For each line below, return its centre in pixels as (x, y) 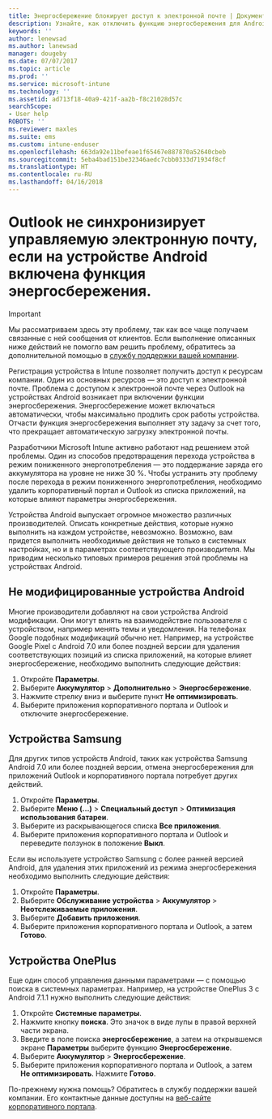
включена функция (77, 274)
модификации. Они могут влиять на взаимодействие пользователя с (128, 620)
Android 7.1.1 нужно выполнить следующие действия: (100, 998)
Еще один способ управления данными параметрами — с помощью (127, 980)
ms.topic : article (39, 69)
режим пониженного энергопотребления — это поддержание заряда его (136, 464)
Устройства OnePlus (63, 960)
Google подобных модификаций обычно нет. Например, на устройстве (131, 637)
